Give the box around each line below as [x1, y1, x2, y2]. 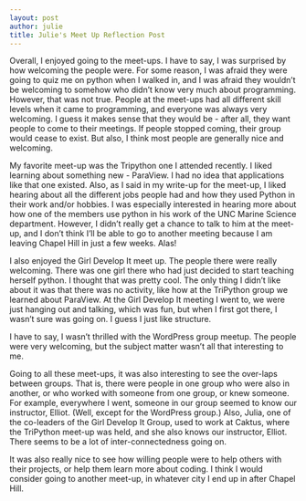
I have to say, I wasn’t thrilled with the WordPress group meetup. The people [9, 331, 297, 342]
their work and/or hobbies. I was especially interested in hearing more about [9, 199, 297, 210]
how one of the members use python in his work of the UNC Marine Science [9, 209, 297, 220]
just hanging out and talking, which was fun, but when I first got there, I [9, 304, 278, 315]
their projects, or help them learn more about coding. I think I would [9, 464, 263, 475]
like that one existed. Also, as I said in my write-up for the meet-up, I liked [9, 180, 287, 191]
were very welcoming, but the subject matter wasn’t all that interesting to [9, 341, 284, 352]
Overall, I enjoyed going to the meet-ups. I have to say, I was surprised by [9, 56, 287, 67]
